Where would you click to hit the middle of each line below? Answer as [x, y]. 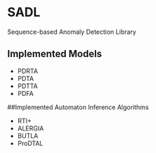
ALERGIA [31, 128]
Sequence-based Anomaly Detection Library [72, 32]
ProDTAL [30, 143]
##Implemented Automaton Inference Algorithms [78, 107]
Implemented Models [55, 54]
